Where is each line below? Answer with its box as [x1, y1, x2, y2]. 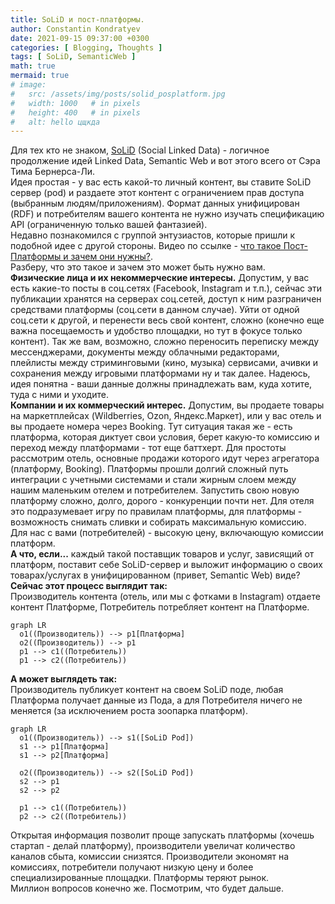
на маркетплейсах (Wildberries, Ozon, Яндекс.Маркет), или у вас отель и [10, 410, 322, 422]
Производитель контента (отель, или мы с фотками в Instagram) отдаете [10, 591, 321, 603]
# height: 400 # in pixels [10, 107, 141, 118]
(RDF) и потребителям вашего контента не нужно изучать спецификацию [10, 208, 325, 220]
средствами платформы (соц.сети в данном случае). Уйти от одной [10, 304, 300, 316]
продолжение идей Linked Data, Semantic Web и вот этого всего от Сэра [10, 155, 321, 167]
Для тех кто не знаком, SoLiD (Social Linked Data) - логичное [10, 144, 270, 156]
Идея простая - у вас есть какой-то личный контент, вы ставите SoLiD [10, 176, 312, 188]
